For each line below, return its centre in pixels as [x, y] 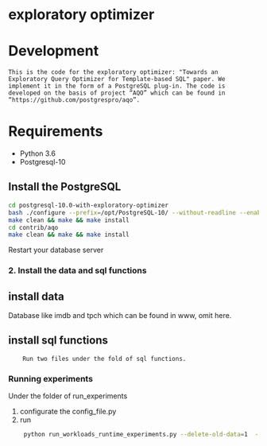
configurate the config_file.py [68, 412]
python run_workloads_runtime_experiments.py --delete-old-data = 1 [136, 435]
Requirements [56, 132]
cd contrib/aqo [33, 227]
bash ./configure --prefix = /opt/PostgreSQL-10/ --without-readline [122, 212]
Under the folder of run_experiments [68, 396]
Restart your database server [56, 250]
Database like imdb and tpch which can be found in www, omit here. [120, 315]
